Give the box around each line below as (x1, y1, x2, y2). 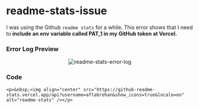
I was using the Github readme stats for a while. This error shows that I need (6, 24, 193, 31)
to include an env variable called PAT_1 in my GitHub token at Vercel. (6, 30, 177, 37)
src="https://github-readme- (83, 86, 156, 92)
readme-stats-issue (6, 4, 108, 18)
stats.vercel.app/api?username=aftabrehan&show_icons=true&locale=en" (6, 92, 185, 98)
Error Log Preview (6, 44, 59, 53)
